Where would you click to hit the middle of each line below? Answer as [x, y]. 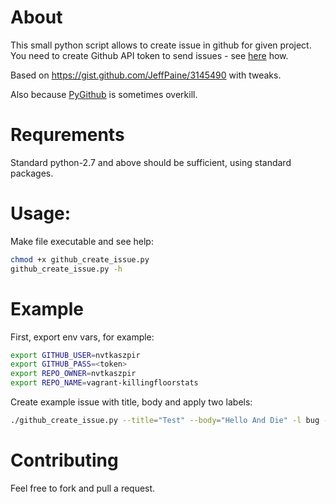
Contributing [64, 460]
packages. [32, 173]
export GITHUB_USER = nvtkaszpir [75, 355]
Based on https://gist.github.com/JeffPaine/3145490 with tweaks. [146, 75]
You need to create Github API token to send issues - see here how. [149, 55]
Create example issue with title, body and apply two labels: [131, 402]
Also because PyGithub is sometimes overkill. [104, 94]
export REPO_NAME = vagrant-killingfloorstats [104, 383]
